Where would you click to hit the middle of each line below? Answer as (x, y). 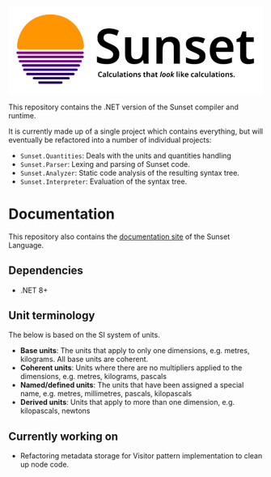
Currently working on (64, 436)
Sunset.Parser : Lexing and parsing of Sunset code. (105, 164)
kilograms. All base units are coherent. (84, 360)
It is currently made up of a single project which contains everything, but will (136, 131)
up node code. (44, 465)
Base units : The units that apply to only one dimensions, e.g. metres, (135, 351)
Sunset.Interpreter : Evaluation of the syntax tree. (104, 181)
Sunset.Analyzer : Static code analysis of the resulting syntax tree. (130, 172)
